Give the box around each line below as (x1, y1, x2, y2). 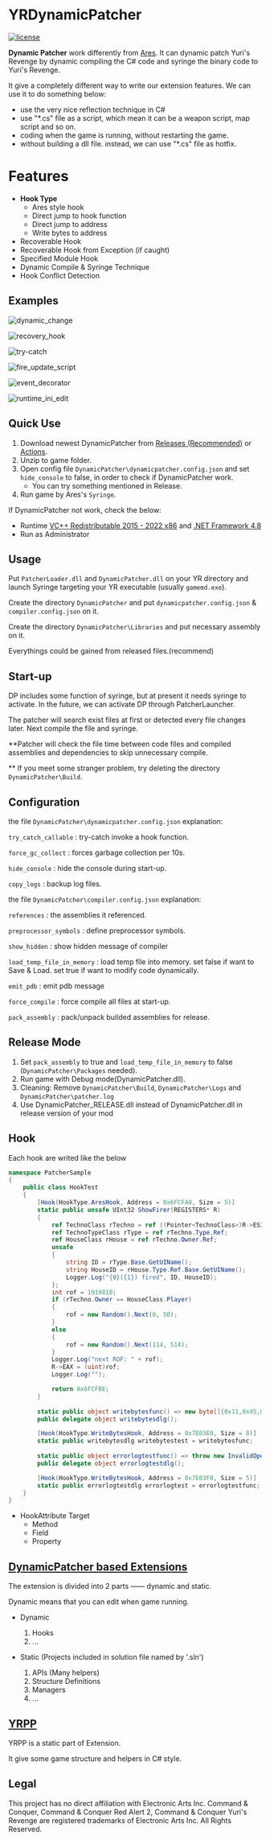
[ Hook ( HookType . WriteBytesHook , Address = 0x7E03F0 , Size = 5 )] (37, 1474, 257, 1482)
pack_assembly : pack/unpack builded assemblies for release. (8, 1012, 211, 1021)
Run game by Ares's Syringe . (19, 489, 117, 499)
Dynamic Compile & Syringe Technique (19, 262, 150, 271)
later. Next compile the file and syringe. (8, 724, 138, 733)
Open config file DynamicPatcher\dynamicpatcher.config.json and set (19, 464, 250, 473)
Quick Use (8, 417, 62, 431)
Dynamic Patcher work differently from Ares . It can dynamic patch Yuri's (8, 47, 251, 57)
